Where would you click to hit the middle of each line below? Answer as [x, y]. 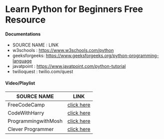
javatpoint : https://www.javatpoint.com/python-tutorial [69, 66]
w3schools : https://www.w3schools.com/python [63, 50]
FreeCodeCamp [26, 104]
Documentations [23, 34]
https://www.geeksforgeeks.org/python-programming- [102, 55]
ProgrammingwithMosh [35, 121]
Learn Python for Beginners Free [74, 9]
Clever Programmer [31, 129]
